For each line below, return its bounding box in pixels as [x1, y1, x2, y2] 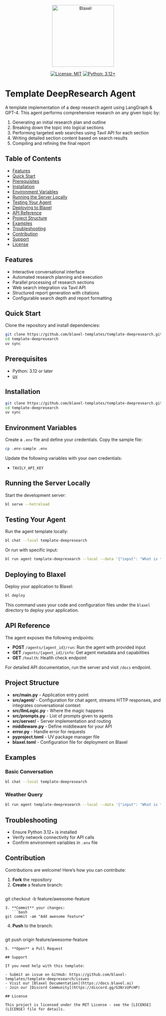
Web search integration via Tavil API [12, 284, 86, 290]
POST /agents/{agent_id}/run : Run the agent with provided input [12, 644, 146, 650]
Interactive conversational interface [12, 268, 85, 274]
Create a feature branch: [12, 882, 63, 887]
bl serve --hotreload [5, 502, 50, 507]
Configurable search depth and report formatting [12, 295, 112, 301]
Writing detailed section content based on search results [12, 135, 127, 141]
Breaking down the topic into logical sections [12, 124, 104, 131]
